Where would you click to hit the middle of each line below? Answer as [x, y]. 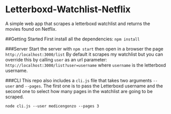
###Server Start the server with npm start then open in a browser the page [84, 49]
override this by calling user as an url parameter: [56, 59]
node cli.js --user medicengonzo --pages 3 [52, 106]
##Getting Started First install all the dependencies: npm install [72, 39]
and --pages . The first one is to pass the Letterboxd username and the [89, 86]
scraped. [15, 97]
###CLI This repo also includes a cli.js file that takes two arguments [79, 80]
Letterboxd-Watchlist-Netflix [68, 9]
